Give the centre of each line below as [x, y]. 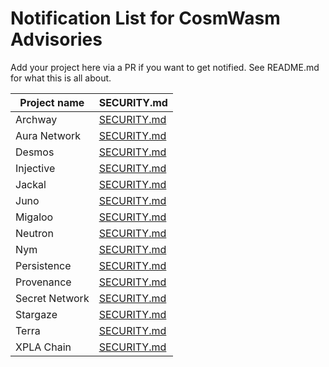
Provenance [43, 282]
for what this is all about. [61, 78]
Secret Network [52, 298]
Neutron [34, 233]
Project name [52, 102]
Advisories [56, 39]
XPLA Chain [43, 347]
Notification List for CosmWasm [145, 18]
